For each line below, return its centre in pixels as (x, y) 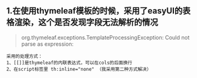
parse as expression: (47, 44)
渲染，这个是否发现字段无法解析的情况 (86, 22)
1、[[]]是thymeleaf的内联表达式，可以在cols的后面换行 (69, 63)
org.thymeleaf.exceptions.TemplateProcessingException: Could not (105, 37)
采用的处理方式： (25, 56)
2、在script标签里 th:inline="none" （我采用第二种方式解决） (79, 69)
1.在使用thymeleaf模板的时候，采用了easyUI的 (95, 11)
